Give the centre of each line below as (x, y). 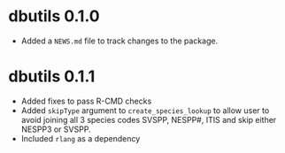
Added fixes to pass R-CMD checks (86, 101)
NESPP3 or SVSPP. (56, 129)
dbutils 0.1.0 (54, 16)
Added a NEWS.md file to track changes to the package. (119, 41)
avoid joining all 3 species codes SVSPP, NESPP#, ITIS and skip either (149, 119)
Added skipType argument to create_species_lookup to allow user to (145, 110)
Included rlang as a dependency (81, 138)
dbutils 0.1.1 (52, 76)
